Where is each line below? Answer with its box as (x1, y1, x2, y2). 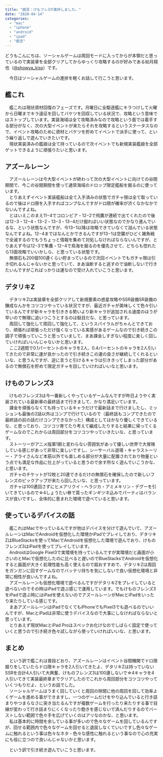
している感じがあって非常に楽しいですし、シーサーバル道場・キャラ (5, 447, 141, 453)
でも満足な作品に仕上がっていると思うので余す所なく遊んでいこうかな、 (13, 460, 158, 465)
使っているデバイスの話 (5, 511, 75, 520)
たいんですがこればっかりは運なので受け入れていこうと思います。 (5, 267, 136, 273)
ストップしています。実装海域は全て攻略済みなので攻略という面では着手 (9, 116, 154, 122)
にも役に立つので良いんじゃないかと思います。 (5, 736, 98, 742)
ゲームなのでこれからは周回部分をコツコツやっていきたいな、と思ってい (5, 429, 149, 435)
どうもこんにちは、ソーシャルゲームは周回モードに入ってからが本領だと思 (5, 52, 154, 58)
